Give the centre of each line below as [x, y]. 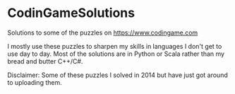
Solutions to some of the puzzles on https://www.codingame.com [103, 33]
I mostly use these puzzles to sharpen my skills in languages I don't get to [115, 46]
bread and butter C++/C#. [45, 61]
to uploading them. [35, 82]
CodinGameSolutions [71, 13]
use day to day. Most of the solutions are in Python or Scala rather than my [116, 54]
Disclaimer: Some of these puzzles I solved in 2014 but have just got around [117, 75]
